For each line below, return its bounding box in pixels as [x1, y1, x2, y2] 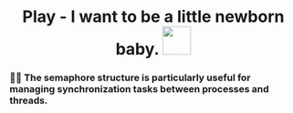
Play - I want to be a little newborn [22, 6, 285, 27]
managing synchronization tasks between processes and [9, 83, 269, 96]
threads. [9, 94, 48, 107]
